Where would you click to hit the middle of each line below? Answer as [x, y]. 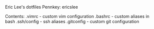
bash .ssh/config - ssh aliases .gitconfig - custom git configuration [72, 22]
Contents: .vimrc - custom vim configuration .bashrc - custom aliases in [77, 16]
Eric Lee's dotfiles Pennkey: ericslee [42, 7]
